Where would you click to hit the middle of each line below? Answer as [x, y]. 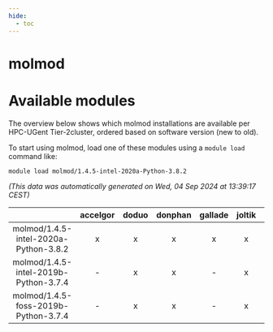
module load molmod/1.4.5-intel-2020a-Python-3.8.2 [97, 171]
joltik [247, 214]
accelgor [97, 214]
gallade [214, 214]
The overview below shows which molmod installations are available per [129, 123]
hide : [17, 16]
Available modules [72, 100]
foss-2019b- [42, 305]
